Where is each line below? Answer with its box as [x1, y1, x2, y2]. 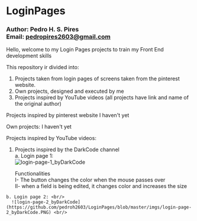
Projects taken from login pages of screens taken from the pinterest [14, 75, 180, 82]
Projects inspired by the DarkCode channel [14, 146, 120, 153]
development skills [6, 52, 52, 60]
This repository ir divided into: [6, 64, 79, 71]
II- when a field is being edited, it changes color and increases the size [14, 183, 188, 190]
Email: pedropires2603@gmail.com [6, 32, 111, 41]
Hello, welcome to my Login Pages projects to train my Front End [6, 46, 164, 53]
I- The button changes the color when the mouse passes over [14, 176, 166, 184]
